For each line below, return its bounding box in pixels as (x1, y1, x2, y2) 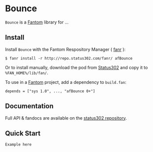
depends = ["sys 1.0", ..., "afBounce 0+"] (5, 89, 96, 94)
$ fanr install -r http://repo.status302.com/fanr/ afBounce (5, 56, 133, 61)
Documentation (5, 102, 54, 110)
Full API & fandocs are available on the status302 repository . (5, 115, 127, 121)
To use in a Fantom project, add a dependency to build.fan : (5, 79, 127, 85)
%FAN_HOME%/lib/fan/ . (5, 70, 49, 76)
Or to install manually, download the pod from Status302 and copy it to (5, 64, 148, 70)
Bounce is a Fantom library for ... (5, 19, 69, 25)
